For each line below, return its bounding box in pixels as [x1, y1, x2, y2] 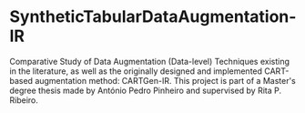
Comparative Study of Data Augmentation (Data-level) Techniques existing [9, 56, 290, 67]
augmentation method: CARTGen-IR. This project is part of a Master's [35, 75, 296, 86]
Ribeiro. [9, 94, 38, 106]
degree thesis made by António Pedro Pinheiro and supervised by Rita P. [9, 85, 282, 96]
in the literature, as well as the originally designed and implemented [9, 66, 262, 77]
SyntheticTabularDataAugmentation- [9, 6, 297, 27]
